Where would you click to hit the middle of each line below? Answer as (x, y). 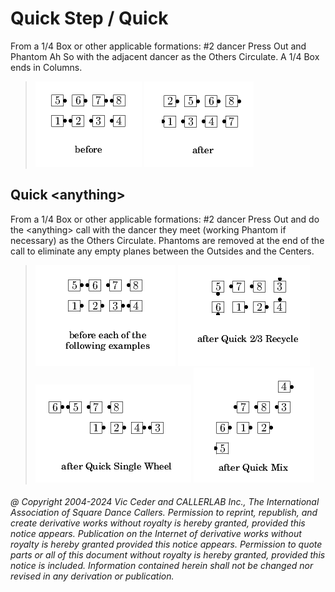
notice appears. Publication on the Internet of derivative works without (156, 534)
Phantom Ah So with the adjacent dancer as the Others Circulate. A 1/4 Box (165, 56)
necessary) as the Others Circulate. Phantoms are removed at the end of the (167, 240)
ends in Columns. (46, 67)
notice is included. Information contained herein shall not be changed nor (162, 566)
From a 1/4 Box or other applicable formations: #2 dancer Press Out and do (165, 219)
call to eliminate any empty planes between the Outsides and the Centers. (162, 251)
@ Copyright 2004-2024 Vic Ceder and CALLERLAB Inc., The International (165, 502)
